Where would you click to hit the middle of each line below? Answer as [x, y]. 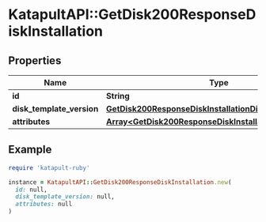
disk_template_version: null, [65, 197]
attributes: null [44, 204]
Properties [35, 60]
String [118, 96]
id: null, [31, 190]
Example [30, 150]
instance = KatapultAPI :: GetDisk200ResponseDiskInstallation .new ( [120, 182]
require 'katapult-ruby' [49, 167]
